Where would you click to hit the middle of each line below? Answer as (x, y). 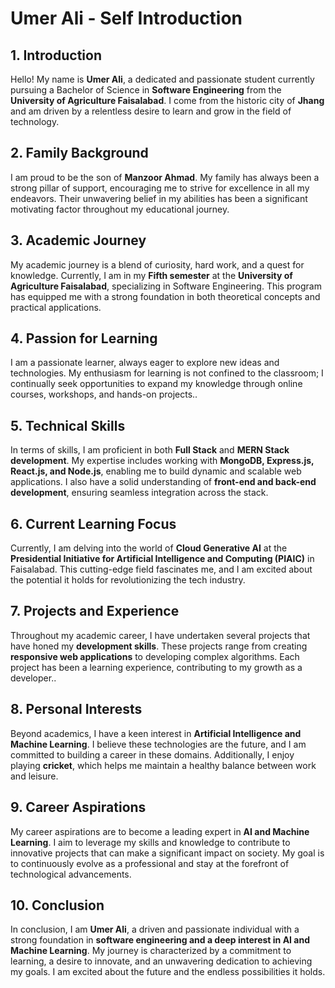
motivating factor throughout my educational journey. (120, 209)
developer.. (33, 678)
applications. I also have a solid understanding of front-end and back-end (163, 482)
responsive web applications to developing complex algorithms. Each (155, 656)
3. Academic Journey (78, 240)
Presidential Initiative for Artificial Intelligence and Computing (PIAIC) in (162, 559)
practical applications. (56, 307)
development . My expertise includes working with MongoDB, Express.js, (162, 461)
